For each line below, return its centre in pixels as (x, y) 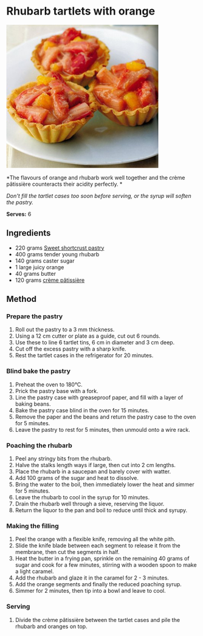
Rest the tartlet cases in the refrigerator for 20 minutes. (84, 355)
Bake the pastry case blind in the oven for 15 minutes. (82, 410)
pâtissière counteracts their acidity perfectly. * (64, 184)
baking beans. (33, 404)
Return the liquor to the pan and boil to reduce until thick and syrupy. (101, 510)
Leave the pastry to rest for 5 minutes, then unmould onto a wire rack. (102, 429)
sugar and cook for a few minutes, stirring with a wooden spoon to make (106, 565)
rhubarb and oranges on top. (51, 626)
